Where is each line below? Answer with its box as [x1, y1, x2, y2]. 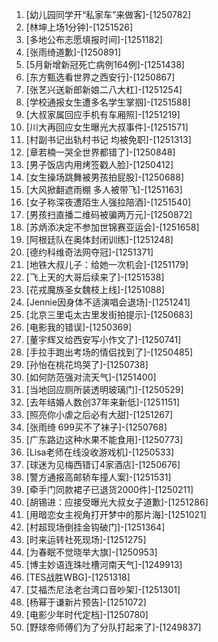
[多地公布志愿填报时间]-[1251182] [25, 34, 163, 45]
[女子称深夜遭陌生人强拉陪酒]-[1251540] [25, 196, 192, 208]
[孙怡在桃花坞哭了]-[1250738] [25, 359, 149, 370]
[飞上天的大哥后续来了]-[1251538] [25, 271, 165, 283]
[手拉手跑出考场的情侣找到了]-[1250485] [25, 346, 194, 358]
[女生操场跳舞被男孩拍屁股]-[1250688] [25, 171, 185, 183]
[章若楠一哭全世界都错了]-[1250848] [25, 146, 176, 158]
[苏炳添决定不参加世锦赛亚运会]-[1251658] [25, 221, 200, 233]
